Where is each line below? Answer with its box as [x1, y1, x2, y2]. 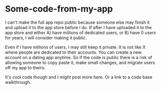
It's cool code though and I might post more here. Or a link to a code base [5, 74, 153, 80]
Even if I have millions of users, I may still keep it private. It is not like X [5, 44, 146, 50]
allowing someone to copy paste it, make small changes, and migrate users [5, 60, 155, 65]
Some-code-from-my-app [5, 3, 113, 15]
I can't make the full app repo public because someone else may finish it [5, 19, 150, 25]
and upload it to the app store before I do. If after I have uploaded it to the [5, 24, 152, 30]
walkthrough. [5, 79, 32, 85]
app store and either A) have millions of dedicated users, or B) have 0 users [5, 30, 156, 35]
